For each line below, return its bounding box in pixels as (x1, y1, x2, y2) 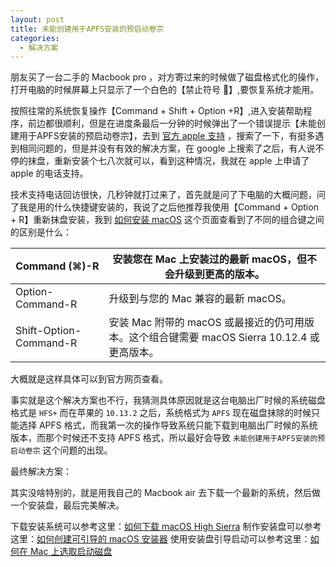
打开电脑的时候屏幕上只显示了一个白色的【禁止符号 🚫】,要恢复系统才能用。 (10, 84, 320, 96)
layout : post (10, 14, 65, 25)
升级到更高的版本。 (174, 267, 265, 281)
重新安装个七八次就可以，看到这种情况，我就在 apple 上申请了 (53, 155, 310, 167)
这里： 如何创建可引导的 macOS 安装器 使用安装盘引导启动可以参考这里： (10, 533, 311, 545)
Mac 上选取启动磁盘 (29, 546, 113, 558)
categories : (10, 33, 60, 43)
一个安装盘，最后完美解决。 (10, 499, 125, 511)
